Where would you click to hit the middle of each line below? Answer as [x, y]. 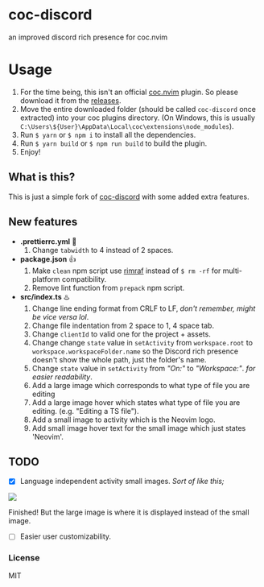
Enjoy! [30, 151]
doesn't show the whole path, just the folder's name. [119, 359]
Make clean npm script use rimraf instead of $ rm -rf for [126, 271]
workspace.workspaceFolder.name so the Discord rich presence [135, 351]
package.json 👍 [48, 258]
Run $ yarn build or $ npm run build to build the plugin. [113, 143]
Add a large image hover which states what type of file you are [136, 402]
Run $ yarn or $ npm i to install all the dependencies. [108, 134]
